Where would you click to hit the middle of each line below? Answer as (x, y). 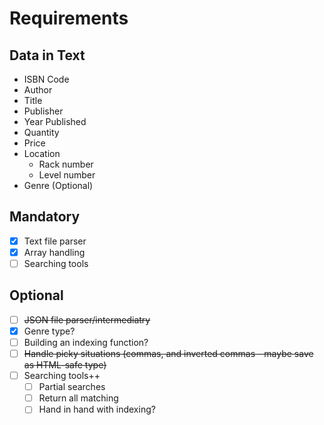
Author (38, 90)
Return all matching (78, 398)
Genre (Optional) (58, 185)
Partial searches (72, 387)
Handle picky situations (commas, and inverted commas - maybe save (168, 353)
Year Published (55, 121)
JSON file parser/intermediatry (87, 319)
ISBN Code (46, 79)
